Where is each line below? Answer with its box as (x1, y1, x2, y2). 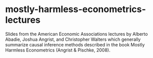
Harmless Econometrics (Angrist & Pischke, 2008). (5, 47, 111, 53)
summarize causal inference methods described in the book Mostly (5, 41, 145, 47)
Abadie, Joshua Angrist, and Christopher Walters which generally (5, 36, 141, 42)
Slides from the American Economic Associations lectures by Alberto (5, 31, 148, 37)
